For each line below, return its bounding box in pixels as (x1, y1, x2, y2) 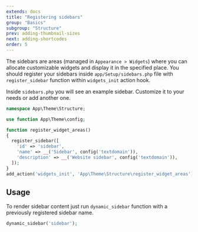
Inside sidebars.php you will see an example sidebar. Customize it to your (6, 88, 184, 95)
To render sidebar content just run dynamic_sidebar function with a (6, 203, 168, 210)
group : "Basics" (6, 19, 46, 25)
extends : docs (6, 8, 41, 15)
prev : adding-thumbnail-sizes (6, 31, 81, 37)
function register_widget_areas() (6, 127, 91, 133)
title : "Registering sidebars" (6, 14, 83, 20)
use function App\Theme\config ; (6, 116, 85, 122)
